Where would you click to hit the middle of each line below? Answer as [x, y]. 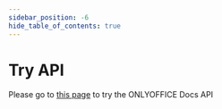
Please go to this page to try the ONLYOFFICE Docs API [111, 95]
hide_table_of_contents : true [65, 26]
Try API [36, 70]
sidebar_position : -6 [49, 17]
